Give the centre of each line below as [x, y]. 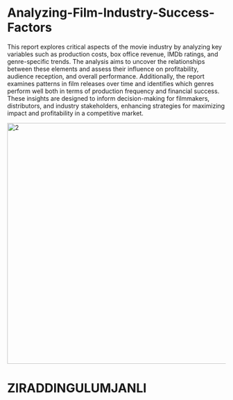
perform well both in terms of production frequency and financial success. [113, 91]
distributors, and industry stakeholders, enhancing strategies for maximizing [116, 106]
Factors [29, 27]
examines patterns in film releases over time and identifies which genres [111, 83]
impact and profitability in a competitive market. [76, 113]
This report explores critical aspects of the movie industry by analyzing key [114, 47]
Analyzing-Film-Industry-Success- [111, 13]
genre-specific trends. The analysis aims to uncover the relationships [106, 61]
